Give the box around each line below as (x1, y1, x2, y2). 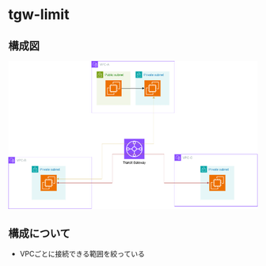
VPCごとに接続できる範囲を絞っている (19, 249, 145, 259)
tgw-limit (8, 6, 70, 24)
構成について (8, 226, 71, 240)
